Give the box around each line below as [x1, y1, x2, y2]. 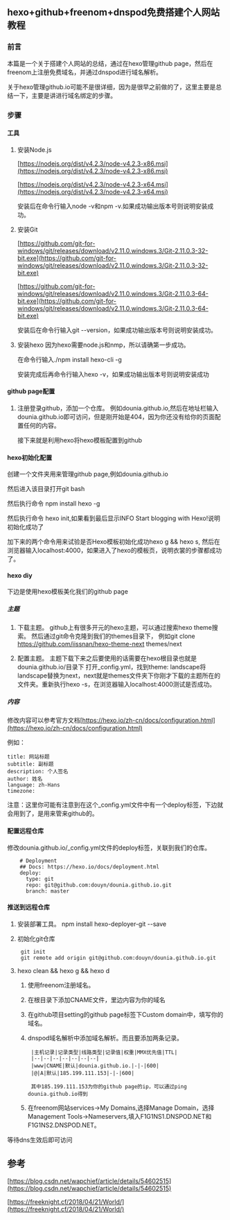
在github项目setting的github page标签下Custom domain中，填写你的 [27, 1010, 224, 1018]
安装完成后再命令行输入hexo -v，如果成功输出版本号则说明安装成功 [17, 370, 209, 378]
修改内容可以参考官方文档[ [7, 716, 83, 725]
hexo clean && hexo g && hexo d [17, 966, 109, 974]
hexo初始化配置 [7, 453, 53, 461]
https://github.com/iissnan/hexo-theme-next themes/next [17, 640, 182, 648]
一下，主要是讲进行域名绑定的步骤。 [12, 91, 116, 99]
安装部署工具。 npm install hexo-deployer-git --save [17, 920, 167, 928]
